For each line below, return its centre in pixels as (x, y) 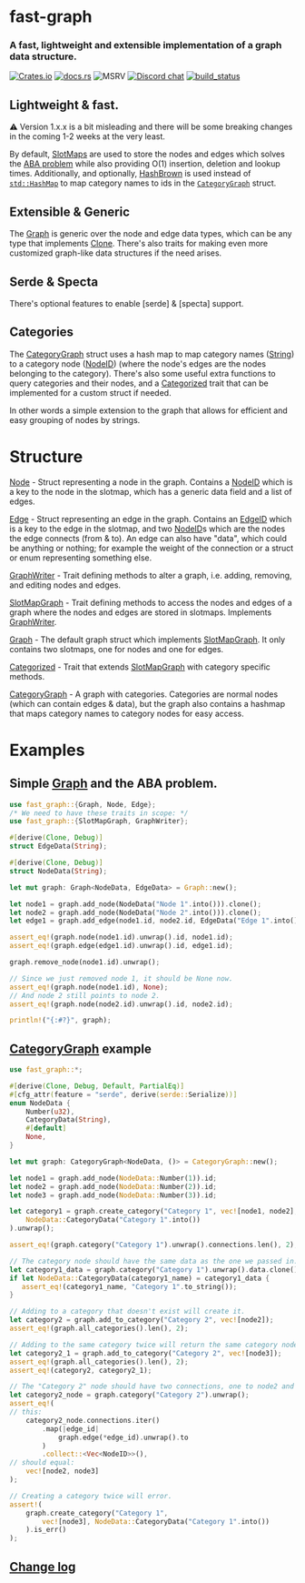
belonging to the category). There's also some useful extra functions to (143, 373)
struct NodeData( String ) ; (58, 871)
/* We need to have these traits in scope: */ (99, 813)
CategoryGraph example (80, 1049)
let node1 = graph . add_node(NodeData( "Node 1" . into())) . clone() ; (135, 904)
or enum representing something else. (81, 558)
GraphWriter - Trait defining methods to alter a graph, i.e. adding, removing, (151, 575)
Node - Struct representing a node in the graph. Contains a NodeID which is (151, 482)
